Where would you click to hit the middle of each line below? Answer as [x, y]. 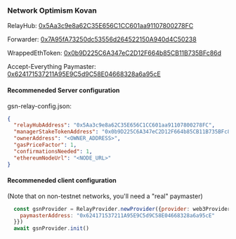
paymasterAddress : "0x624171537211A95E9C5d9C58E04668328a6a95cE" [118, 215]
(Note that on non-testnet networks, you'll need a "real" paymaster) [105, 196]
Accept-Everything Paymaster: [52, 67]
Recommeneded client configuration [62, 181]
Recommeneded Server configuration [64, 90]
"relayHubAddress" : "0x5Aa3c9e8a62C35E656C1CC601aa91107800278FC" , [114, 125]
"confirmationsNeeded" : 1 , [53, 151]
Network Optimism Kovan [52, 11]
